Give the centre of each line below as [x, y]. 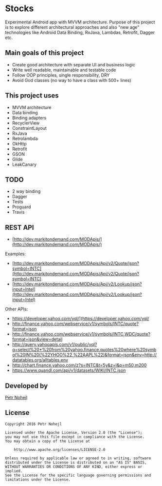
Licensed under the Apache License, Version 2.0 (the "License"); [74, 432]
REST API [19, 227]
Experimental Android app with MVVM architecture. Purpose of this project [80, 22]
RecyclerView [26, 123]
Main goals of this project [45, 53]
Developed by [27, 386]
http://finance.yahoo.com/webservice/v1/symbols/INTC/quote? [75, 324]
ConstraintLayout [29, 128]
